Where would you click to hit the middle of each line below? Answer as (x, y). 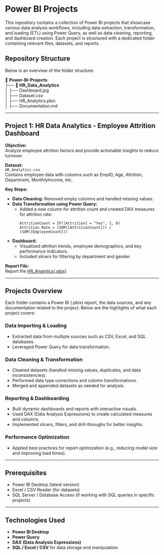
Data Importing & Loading (36, 326)
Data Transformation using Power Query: (55, 204)
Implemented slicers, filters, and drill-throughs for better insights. (78, 425)
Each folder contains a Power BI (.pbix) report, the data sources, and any (78, 303)
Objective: (16, 145)
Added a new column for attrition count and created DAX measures (87, 209)
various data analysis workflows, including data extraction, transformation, (80, 27)
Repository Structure (38, 59)
